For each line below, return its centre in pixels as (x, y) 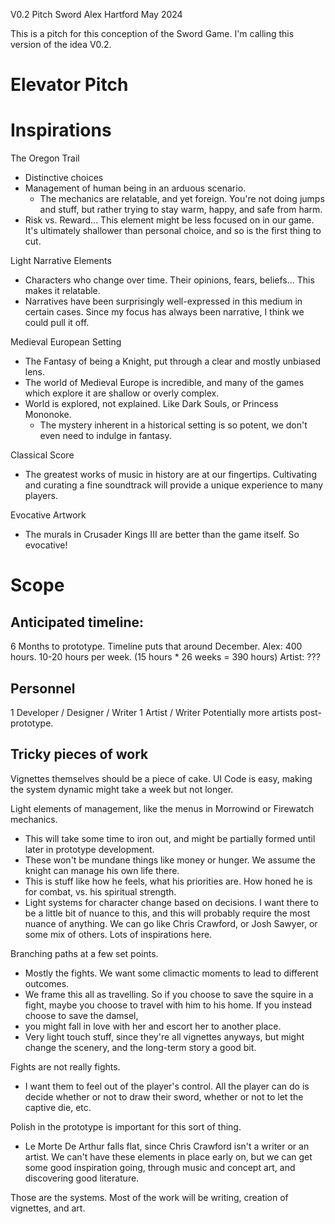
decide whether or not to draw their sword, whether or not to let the (164, 1096)
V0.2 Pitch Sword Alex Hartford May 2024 (96, 14)
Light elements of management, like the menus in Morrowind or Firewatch (162, 808)
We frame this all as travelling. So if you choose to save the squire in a (169, 994)
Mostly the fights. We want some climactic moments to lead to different (171, 973)
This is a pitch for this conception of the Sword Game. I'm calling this (152, 33)
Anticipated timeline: (77, 622)
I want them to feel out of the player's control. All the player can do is (167, 1086)
